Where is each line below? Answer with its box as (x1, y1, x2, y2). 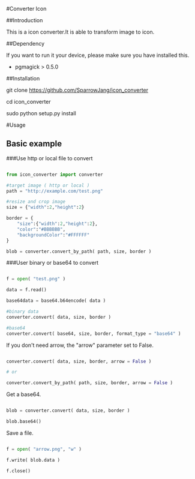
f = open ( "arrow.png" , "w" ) (6, 446, 82, 452)
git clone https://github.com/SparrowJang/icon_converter (6, 86, 149, 94)
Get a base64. (6, 391, 41, 398)
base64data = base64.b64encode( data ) (6, 298, 106, 304)
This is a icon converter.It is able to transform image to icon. (6, 28, 155, 35)
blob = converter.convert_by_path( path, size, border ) (6, 249, 152, 255)
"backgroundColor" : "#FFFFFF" (17, 232, 90, 238)
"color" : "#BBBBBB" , (17, 226, 66, 232)
